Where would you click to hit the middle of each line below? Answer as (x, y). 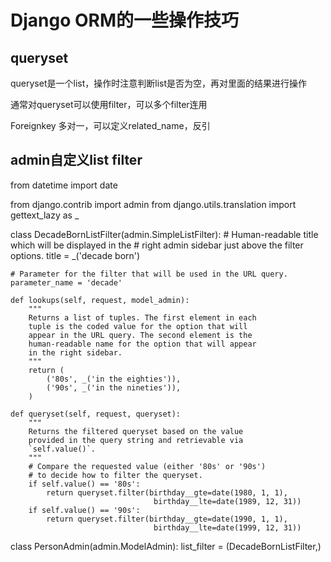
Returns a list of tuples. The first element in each (142, 317)
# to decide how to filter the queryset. (115, 475)
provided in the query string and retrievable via (136, 440)
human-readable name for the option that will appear (142, 344)
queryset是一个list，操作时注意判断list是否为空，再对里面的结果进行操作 (159, 83)
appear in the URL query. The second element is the (140, 335)
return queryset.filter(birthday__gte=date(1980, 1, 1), (167, 492)
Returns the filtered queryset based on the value (136, 431)
